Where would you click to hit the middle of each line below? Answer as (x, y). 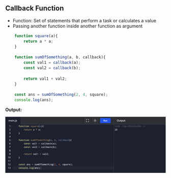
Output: (13, 110)
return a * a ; (38, 41)
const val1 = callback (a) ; (52, 63)
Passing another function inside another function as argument (78, 26)
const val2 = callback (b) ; (52, 68)
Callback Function (35, 8)
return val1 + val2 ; (45, 79)
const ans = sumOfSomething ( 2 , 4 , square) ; (61, 95)
